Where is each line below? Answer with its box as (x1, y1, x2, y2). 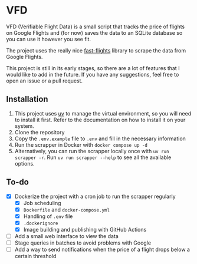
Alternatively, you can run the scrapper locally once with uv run (14, 147, 169, 154)
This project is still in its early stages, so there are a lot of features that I (6, 64, 180, 71)
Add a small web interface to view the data (14, 232, 119, 239)
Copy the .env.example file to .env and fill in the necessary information (14, 135, 186, 142)
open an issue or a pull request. (6, 77, 83, 84)
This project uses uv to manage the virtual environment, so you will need (14, 110, 192, 117)
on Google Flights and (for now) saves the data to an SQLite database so (6, 29, 183, 36)
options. (14, 160, 35, 167)
